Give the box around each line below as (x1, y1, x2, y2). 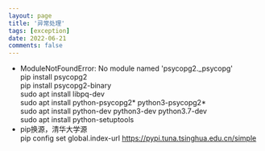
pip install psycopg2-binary (19, 81, 112, 91)
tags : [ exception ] (8, 27, 70, 35)
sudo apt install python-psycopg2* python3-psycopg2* (19, 98, 207, 108)
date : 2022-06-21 (8, 34, 67, 43)
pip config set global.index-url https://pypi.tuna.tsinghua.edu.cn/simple (19, 133, 257, 143)
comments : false (8, 42, 63, 50)
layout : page (8, 11, 52, 20)
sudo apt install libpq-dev (19, 89, 105, 99)
